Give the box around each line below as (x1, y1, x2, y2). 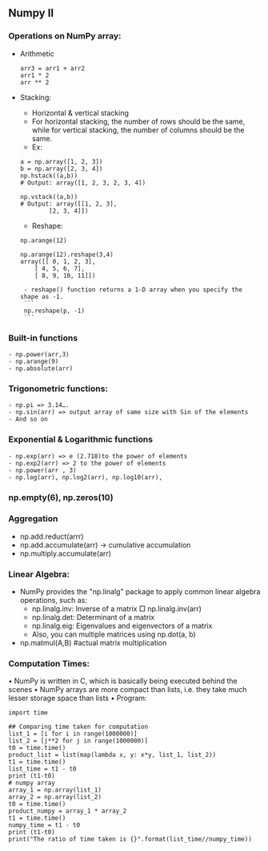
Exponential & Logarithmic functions (8, 434, 154, 445)
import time (8, 709, 48, 717)
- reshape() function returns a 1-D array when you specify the (23, 285, 242, 294)
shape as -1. (19, 292, 64, 300)
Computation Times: (8, 658, 90, 670)
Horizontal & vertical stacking (31, 108, 130, 117)
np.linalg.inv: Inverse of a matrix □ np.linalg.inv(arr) (31, 604, 202, 613)
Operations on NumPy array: (8, 31, 122, 42)
